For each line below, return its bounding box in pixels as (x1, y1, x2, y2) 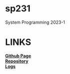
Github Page (5, 53, 31, 59)
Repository (5, 58, 29, 64)
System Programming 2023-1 (5, 19, 66, 25)
